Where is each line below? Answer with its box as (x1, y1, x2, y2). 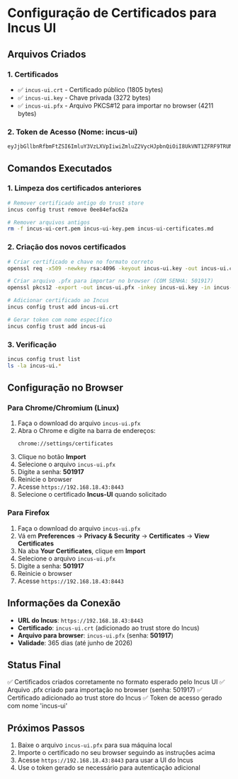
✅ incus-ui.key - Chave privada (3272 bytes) (17, 93, 151, 102)
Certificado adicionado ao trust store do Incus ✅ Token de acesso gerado (7, 693, 222, 702)
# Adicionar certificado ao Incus (7, 297, 110, 304)
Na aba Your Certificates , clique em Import (17, 546, 146, 555)
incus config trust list (7, 355, 81, 362)
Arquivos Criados (7, 48, 86, 60)
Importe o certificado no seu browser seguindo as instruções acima (17, 749, 216, 757)
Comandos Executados (7, 162, 113, 174)
